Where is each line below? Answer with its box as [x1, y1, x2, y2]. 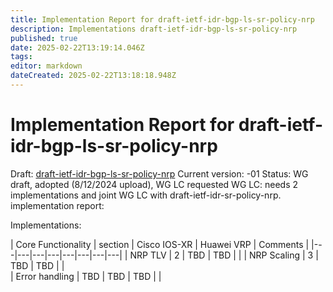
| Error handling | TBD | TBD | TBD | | [10, 270, 162, 282]
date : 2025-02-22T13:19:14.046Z [10, 42, 145, 53]
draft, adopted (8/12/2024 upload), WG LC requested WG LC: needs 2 [10, 178, 299, 190]
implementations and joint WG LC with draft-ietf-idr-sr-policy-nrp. [10, 189, 282, 201]
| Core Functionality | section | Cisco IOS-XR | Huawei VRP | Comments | [10, 238, 310, 250]
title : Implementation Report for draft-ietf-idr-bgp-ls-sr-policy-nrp [10, 14, 315, 25]
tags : [10, 52, 33, 62]
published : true [10, 33, 78, 43]
